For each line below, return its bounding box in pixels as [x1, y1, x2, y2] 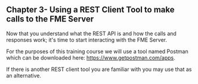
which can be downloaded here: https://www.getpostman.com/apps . [6, 54, 176, 61]
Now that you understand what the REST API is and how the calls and [6, 30, 177, 37]
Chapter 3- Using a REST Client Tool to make [6, 5, 175, 15]
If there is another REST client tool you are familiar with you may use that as [6, 66, 192, 73]
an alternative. [6, 71, 42, 79]
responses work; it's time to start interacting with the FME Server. [6, 36, 167, 43]
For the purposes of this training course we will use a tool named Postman [6, 48, 189, 55]
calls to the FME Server [6, 14, 94, 24]
